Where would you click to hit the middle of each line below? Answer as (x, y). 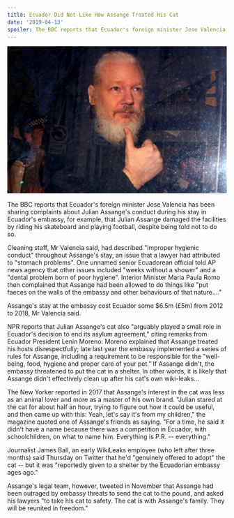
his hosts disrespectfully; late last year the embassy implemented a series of (117, 348)
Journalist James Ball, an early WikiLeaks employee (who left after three (111, 450)
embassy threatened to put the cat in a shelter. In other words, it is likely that (117, 371)
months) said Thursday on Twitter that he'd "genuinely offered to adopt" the (116, 457)
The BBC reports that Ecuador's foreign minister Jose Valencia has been (111, 204)
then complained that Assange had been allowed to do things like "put (108, 284)
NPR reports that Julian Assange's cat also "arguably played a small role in (114, 326)
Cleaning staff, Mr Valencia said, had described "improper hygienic (103, 247)
